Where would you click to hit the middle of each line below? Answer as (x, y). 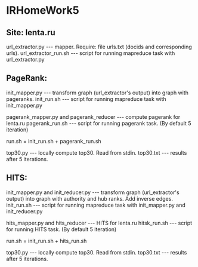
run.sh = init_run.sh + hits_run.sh (47, 241)
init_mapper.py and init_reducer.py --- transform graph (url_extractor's (93, 192)
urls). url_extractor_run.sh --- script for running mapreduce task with (91, 53)
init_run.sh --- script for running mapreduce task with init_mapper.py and (96, 205)
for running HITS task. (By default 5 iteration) (61, 229)
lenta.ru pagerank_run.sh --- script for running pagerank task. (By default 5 (99, 123)
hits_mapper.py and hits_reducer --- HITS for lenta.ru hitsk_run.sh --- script (99, 223)
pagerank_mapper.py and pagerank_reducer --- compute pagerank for (93, 116)
